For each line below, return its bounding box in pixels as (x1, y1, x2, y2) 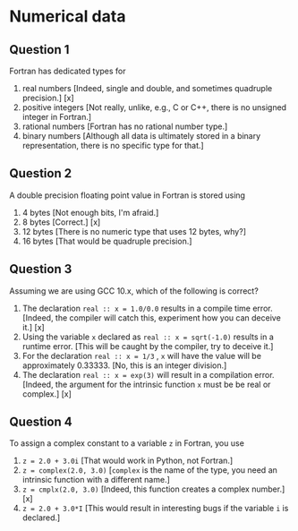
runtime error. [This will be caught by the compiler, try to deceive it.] (21, 340, 274, 351)
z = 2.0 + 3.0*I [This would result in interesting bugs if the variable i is (21, 503, 289, 514)
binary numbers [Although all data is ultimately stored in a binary (21, 131, 261, 141)
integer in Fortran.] (21, 112, 92, 122)
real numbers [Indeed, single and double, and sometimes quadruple (21, 83, 273, 93)
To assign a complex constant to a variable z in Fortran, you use (9, 438, 244, 449)
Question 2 (9, 166, 72, 181)
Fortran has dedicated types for (9, 65, 127, 76)
